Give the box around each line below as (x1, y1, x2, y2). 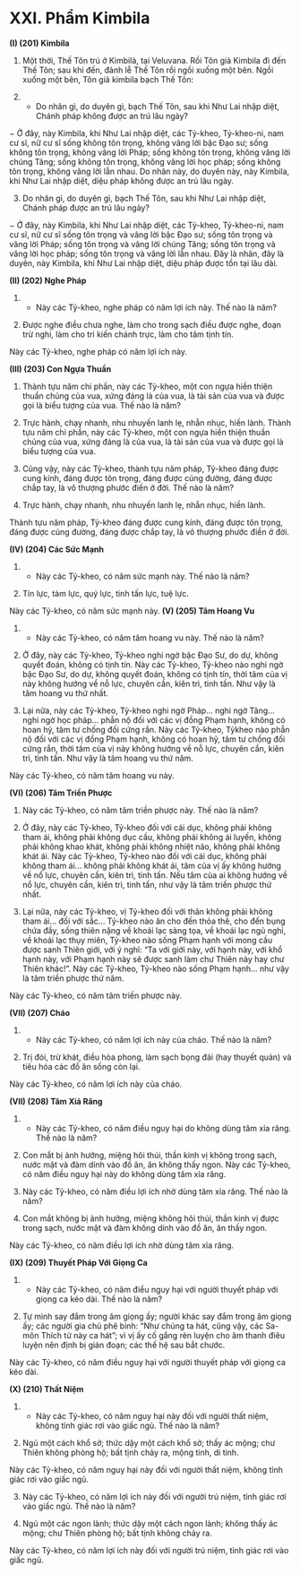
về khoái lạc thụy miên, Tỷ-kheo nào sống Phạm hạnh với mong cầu (21, 934, 273, 945)
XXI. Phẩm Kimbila (9, 8, 150, 29)
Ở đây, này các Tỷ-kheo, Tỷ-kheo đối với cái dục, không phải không (21, 821, 272, 832)
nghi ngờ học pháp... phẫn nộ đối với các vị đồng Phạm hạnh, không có (21, 714, 286, 725)
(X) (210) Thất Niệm (9, 1383, 84, 1394)
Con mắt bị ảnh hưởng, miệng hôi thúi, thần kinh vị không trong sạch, (21, 1149, 278, 1160)
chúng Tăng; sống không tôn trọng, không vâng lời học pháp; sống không (9, 156, 281, 167)
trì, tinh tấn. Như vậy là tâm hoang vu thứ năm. (21, 753, 194, 763)
